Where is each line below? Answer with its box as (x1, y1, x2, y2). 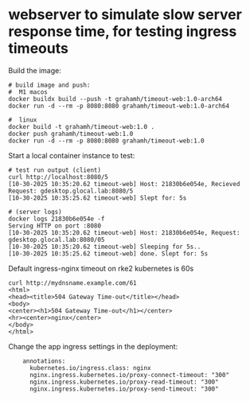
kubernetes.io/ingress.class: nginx (29, 364, 151, 372)
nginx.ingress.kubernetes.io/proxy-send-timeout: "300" (29, 384, 219, 393)
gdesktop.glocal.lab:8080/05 (8, 236, 105, 243)
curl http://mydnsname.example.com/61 (8, 278, 137, 287)
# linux (8, 115, 37, 124)
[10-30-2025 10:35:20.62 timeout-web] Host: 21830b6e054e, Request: (8, 228, 240, 236)
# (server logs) (8, 208, 62, 216)
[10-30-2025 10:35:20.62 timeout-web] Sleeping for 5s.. (8, 243, 201, 251)
